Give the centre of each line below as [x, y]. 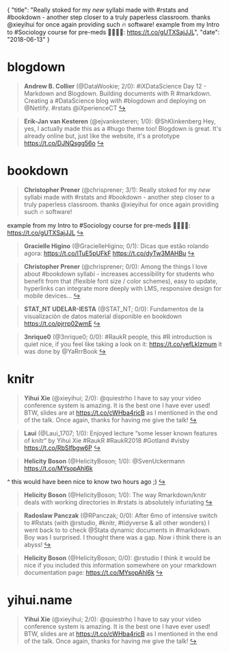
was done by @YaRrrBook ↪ [65, 351]
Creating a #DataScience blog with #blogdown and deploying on [115, 100]
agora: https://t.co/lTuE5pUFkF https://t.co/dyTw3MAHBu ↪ [109, 253]
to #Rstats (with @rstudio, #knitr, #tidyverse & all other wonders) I [117, 522]
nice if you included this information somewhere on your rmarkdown [120, 565]
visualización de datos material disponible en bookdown [103, 316]
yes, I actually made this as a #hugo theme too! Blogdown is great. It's [123, 128]
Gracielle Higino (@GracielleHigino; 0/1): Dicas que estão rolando [116, 245]
